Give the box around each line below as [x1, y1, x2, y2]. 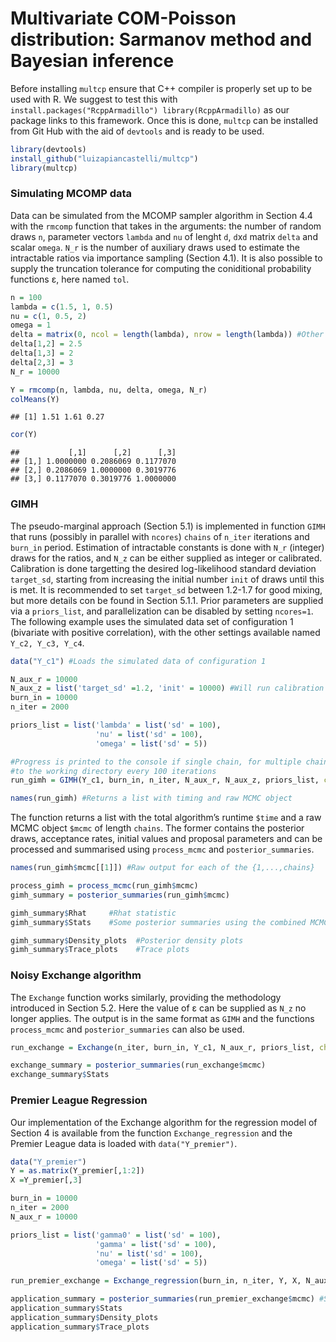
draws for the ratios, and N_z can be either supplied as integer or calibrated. [10, 552, 323, 564]
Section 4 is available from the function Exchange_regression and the [10, 1127, 293, 1139]
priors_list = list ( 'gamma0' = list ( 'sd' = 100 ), [10, 1230, 222, 1240]
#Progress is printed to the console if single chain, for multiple [10, 757, 302, 767]
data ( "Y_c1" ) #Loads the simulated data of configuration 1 [10, 656, 267, 666]
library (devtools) [10, 144, 87, 154]
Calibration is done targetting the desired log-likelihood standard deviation [10, 562, 317, 574]
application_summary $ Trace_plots [10, 1322, 150, 1332]
